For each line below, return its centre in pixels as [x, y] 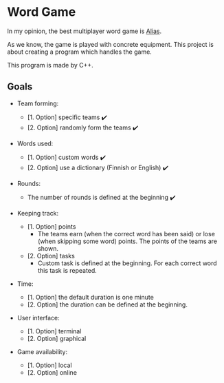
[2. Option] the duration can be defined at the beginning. [107, 304]
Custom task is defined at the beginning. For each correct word [127, 263]
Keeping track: [38, 213]
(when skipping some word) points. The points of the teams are [127, 241]
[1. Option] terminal [54, 331]
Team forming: [38, 103]
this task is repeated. [67, 270]
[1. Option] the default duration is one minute [91, 297]
